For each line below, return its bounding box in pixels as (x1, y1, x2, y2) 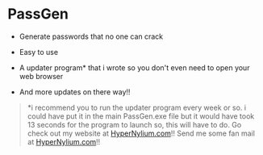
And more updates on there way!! (19, 86, 131, 97)
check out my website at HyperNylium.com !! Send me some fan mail (27, 128, 256, 138)
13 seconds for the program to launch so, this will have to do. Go (27, 119, 242, 129)
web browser (19, 71, 64, 81)
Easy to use (19, 47, 58, 57)
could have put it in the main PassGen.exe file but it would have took (27, 111, 255, 121)
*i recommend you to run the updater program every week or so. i (27, 103, 247, 112)
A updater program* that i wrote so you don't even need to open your (19, 62, 250, 73)
